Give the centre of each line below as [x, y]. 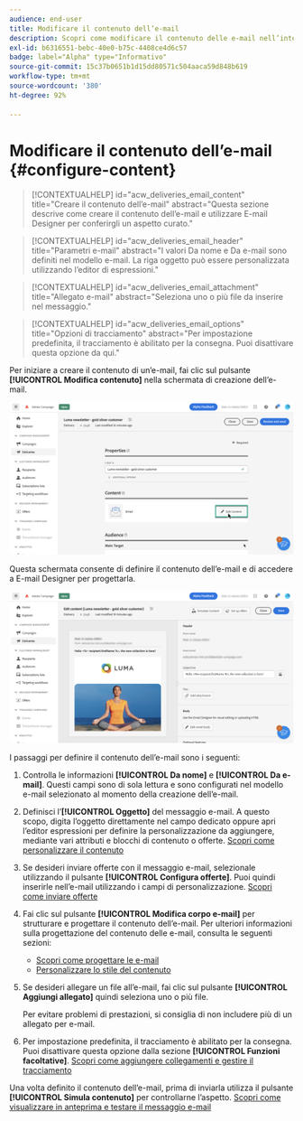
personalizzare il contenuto [73, 850]
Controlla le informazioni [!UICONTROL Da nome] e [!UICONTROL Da [151, 775]
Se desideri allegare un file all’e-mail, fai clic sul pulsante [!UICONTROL [155, 987]
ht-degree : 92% [38, 95]
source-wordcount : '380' [56, 86]
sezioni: [37, 942]
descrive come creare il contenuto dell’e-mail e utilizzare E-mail [149, 214]
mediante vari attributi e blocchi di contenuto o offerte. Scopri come [148, 840]
